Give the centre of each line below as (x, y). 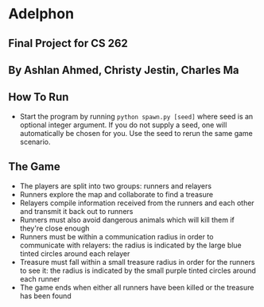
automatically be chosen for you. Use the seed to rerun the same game (136, 133)
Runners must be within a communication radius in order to (116, 236)
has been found (45, 296)
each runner (40, 278)
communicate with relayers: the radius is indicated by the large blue (131, 245)
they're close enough (54, 228)
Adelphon (41, 14)
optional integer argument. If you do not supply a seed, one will (123, 125)
